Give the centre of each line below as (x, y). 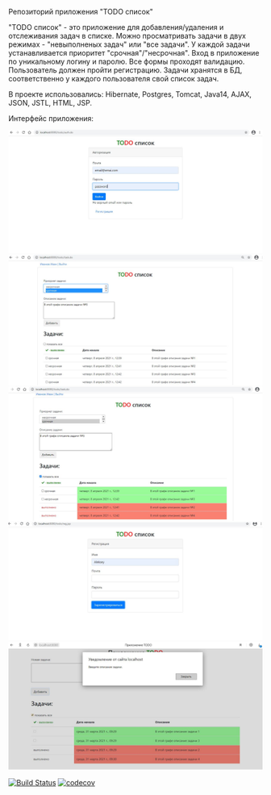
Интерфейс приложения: (51, 119)
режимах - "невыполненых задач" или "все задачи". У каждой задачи (129, 44)
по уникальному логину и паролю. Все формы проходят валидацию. (127, 61)
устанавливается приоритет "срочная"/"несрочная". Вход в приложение (134, 53)
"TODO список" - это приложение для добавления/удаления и (116, 27)
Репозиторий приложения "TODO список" (81, 12)
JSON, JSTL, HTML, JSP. (50, 103)
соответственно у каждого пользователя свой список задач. (114, 79)
